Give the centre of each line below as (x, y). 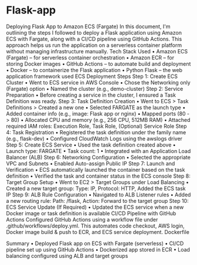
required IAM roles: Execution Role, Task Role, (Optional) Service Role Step (96, 126)
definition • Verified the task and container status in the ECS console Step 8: (98, 176)
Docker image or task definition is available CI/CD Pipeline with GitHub (91, 213)
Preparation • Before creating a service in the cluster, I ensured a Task (91, 95)
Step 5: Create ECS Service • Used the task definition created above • (91, 145)
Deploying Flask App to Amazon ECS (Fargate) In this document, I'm (89, 26)
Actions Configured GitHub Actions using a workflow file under (82, 219)
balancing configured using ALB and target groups (67, 256)
